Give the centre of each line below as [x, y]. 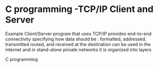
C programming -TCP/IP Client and [79, 9]
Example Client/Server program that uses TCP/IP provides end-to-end [78, 33]
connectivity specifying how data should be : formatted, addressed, [76, 39]
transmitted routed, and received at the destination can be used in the [78, 44]
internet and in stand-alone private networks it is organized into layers [78, 49]
